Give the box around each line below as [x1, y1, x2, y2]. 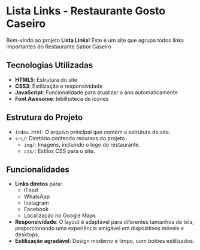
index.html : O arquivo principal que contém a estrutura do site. [14, 128, 171, 135]
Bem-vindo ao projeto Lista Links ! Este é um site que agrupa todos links [6, 36, 184, 44]
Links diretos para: [14, 180, 62, 187]
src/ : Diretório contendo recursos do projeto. [14, 134, 127, 141]
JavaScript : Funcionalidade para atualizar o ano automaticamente [14, 88, 178, 96]
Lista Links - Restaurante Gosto [6, 4, 166, 18]
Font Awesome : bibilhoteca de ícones [14, 95, 109, 102]
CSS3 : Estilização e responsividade [14, 82, 103, 89]
